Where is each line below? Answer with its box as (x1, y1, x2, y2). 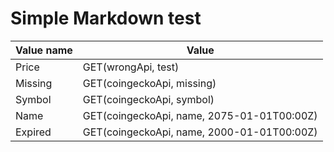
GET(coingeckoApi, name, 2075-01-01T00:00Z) (82, 108, 318, 122)
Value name (15, 43, 73, 57)
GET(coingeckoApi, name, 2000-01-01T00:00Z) (82, 125, 318, 139)
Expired (15, 125, 52, 139)
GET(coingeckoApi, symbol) (82, 92, 215, 106)
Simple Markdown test (10, 7, 202, 30)
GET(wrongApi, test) (82, 60, 180, 74)
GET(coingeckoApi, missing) (82, 76, 217, 90)
